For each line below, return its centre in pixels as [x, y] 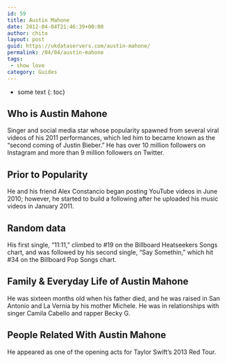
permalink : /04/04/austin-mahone [56, 53]
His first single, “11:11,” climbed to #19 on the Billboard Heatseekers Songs [112, 245]
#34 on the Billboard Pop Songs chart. [62, 259]
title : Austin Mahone [39, 20]
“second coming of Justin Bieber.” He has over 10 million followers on [107, 145]
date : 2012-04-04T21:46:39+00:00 [56, 26]
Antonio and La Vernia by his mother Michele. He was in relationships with [113, 306]
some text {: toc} [41, 92]
